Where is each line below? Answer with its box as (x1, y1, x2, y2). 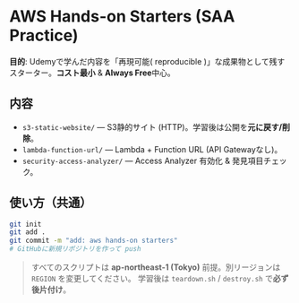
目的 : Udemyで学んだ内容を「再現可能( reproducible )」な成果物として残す (9, 56, 286, 66)
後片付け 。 (30, 284, 72, 295)
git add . (9, 228, 47, 237)
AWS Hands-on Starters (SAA (9, 6, 235, 27)
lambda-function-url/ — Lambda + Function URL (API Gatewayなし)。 (21, 143, 283, 154)
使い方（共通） (9, 195, 92, 211)
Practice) (9, 25, 79, 46)
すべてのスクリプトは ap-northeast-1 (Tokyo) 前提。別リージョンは (30, 262, 281, 273)
